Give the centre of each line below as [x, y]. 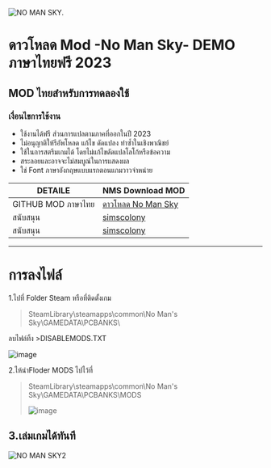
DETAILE [54, 190]
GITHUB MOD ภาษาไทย [54, 204]
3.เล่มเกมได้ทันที [42, 436]
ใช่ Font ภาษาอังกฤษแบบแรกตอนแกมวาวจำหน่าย [86, 170]
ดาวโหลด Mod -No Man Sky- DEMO [122, 45]
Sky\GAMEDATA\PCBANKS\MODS [85, 394]
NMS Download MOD [144, 190]
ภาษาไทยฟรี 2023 [60, 63]
